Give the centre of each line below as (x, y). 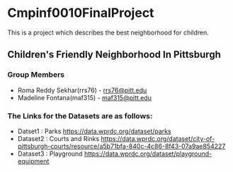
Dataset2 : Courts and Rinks (58, 138)
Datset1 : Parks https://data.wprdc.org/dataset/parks (94, 131)
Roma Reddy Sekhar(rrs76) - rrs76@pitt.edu (82, 90)
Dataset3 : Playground (50, 154)
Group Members (36, 75)
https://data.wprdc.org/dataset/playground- (148, 154)
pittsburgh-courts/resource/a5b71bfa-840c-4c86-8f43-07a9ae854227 (121, 146)
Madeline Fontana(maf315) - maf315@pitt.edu (85, 97)
